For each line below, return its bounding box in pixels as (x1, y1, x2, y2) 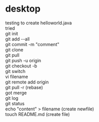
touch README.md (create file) (5, 111, 70, 117)
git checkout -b (5, 63, 37, 69)
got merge (5, 90, 27, 96)
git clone (5, 47, 24, 53)
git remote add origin (5, 79, 49, 85)
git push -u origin (5, 57, 41, 63)
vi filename (5, 73, 28, 79)
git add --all (5, 36, 30, 42)
